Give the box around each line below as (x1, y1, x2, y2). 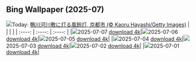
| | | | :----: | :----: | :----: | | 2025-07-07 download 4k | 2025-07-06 (6, 28, 178, 35)
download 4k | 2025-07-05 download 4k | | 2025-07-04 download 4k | (6, 35, 184, 42)
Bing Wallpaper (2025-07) (6, 5, 104, 15)
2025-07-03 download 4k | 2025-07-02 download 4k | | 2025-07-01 (6, 42, 179, 49)
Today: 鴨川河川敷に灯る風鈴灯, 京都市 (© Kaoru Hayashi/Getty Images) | (12, 21, 190, 28)
